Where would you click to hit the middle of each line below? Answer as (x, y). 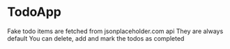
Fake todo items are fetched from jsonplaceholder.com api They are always (115, 31)
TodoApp (34, 12)
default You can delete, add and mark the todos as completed (96, 38)
